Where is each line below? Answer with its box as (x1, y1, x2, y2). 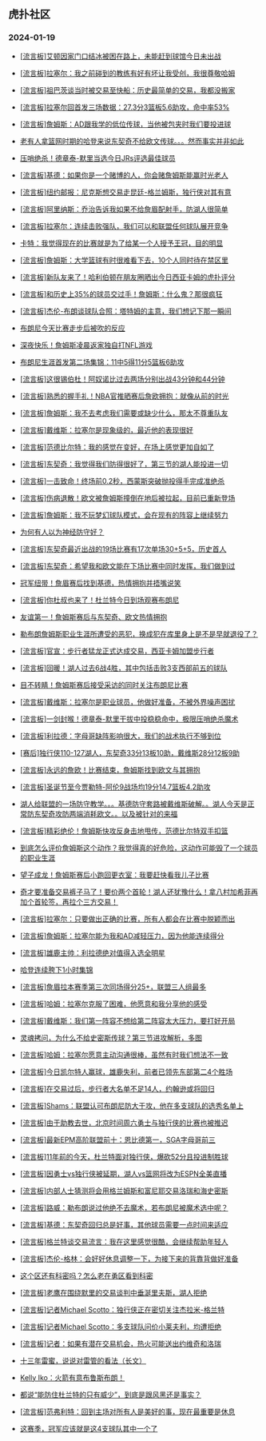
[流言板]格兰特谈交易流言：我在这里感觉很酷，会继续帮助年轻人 (19, 1236, 229, 1246)
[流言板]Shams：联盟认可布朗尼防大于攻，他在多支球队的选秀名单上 (19, 1100, 244, 1110)
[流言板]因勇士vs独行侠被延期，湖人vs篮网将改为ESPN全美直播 (19, 1168, 228, 1178)
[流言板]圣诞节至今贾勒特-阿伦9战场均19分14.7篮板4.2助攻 (19, 782, 211, 792)
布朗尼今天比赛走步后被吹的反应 (19, 323, 125, 333)
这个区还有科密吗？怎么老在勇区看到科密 (19, 1271, 153, 1280)
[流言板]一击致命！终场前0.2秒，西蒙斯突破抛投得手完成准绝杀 (19, 476, 225, 485)
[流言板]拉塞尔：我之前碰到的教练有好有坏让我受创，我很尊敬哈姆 (19, 68, 236, 78)
